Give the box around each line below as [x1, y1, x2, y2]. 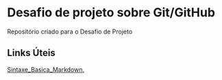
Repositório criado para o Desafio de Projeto [7, 27, 133, 36]
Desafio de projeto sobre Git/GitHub [7, 5, 216, 21]
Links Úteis [7, 47, 56, 59]
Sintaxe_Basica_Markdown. [7, 65, 84, 73]
